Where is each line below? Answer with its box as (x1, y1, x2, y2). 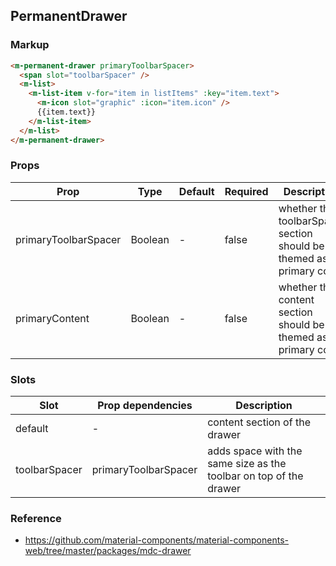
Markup (10, 38, 50, 52)
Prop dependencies (97, 399, 193, 413)
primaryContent (15, 311, 90, 325)
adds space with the (207, 444, 303, 458)
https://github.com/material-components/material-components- (24, 534, 289, 546)
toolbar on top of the (207, 469, 304, 483)
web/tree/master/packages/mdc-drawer (24, 545, 192, 557)
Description (235, 399, 293, 413)
